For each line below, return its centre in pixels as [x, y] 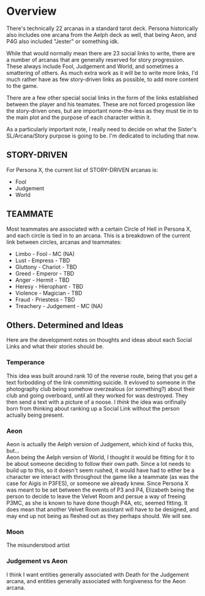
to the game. [22, 86]
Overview [32, 11]
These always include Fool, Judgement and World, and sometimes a [92, 66]
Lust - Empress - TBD [43, 260]
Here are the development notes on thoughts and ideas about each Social [99, 340]
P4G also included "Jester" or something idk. [63, 41]
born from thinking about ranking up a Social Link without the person [93, 408]
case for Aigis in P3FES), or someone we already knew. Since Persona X [97, 483]
